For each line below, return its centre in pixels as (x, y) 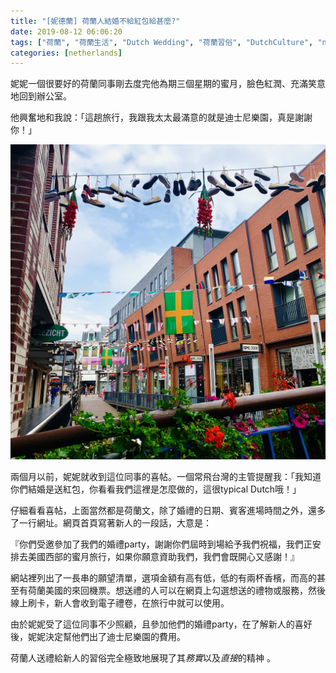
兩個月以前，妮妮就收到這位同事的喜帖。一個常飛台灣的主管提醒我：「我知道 (166, 477)
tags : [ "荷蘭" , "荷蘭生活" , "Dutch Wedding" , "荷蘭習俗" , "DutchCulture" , (162, 42)
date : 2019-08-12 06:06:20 (66, 31)
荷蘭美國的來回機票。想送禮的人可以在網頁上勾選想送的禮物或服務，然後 (176, 591)
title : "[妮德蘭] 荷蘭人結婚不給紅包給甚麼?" (95, 21)
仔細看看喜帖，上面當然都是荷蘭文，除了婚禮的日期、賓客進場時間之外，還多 (168, 511)
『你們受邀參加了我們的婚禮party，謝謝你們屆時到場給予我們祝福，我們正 (161, 544)
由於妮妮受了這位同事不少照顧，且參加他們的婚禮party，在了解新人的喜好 (161, 624)
